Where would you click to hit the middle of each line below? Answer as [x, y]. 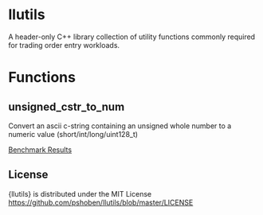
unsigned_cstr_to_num [67, 106]
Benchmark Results [40, 150]
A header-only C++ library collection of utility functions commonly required [132, 37]
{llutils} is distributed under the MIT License [80, 193]
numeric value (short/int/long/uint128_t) [73, 134]
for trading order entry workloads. [64, 45]
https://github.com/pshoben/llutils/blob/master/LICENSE [101, 202]
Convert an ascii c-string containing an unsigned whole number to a [120, 126]
